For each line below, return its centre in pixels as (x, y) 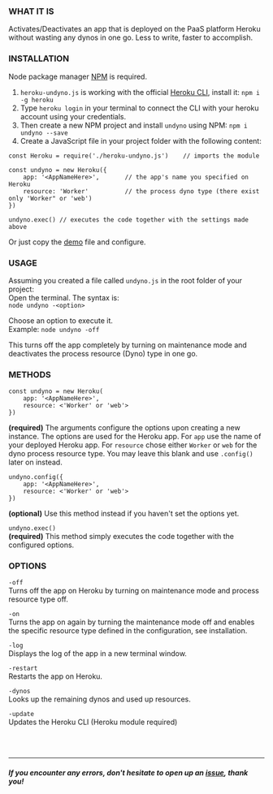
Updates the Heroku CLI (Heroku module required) (93, 722)
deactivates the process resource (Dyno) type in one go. (103, 353)
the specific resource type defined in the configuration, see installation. (128, 631)
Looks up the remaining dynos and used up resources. (100, 699)
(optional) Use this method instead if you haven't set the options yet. (124, 514)
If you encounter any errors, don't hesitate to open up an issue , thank (128, 773)
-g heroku (37, 100)
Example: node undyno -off (54, 329)
